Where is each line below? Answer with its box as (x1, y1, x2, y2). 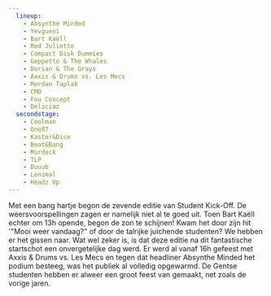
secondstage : (15, 111, 60, 119)
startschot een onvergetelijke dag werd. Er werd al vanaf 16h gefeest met (8, 243, 254, 253)
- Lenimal (23, 171, 57, 179)
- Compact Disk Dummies (23, 50, 104, 58)
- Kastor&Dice (23, 133, 71, 141)
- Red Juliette (23, 42, 75, 50)
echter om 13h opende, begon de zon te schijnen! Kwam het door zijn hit (8, 217, 251, 228)
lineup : (15, 11, 42, 20)
